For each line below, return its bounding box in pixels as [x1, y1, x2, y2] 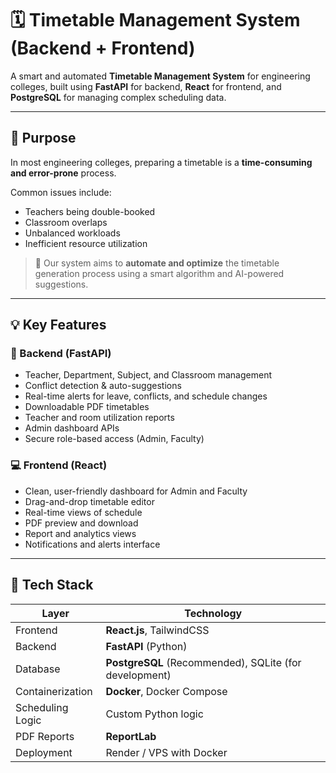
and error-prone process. [10, 167, 117, 179]
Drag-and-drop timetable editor [24, 495, 155, 507]
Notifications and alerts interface [24, 538, 161, 550]
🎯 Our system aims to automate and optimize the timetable [34, 257, 280, 269]
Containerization [15, 684, 93, 698]
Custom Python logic [105, 707, 204, 721]
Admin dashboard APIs [24, 422, 120, 434]
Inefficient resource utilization [24, 237, 148, 249]
